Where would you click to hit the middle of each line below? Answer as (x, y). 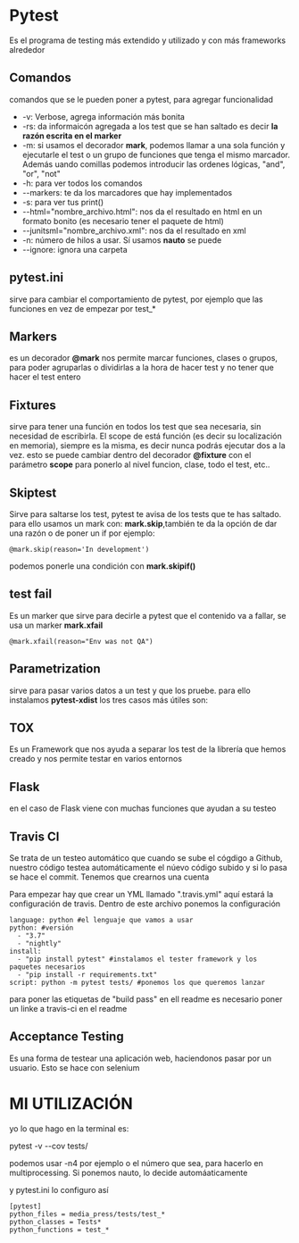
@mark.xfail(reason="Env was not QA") (81, 641)
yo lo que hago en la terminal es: (69, 1128)
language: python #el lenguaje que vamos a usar (101, 921)
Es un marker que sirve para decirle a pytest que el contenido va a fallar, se (148, 615)
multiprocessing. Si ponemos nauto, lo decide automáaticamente (129, 1172)
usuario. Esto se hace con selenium (75, 1067)
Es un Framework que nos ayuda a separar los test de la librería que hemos (148, 749)
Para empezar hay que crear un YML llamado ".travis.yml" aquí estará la (141, 895)
